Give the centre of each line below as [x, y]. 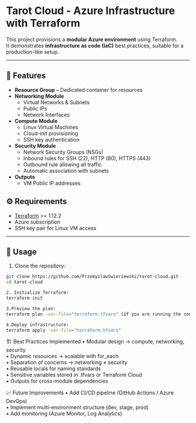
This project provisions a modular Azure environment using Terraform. [92, 39]
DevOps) [17, 401]
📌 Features [26, 76]
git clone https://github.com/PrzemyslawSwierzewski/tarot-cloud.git [92, 277]
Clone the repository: [40, 266]
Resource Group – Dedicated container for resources [78, 90]
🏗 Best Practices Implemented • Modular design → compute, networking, [95, 342]
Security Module [35, 146]
